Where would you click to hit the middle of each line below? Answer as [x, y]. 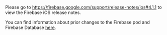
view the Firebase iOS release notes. [43, 12]
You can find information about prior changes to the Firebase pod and [77, 22]
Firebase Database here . [31, 27]
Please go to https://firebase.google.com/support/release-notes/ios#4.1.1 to [83, 7]
